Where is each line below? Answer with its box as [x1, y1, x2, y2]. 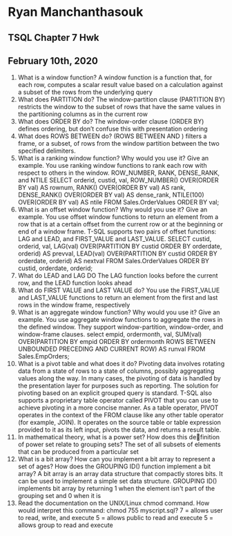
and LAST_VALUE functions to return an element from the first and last [17, 294, 218, 302]
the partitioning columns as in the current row [17, 110, 148, 118]
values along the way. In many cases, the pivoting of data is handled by [17, 374, 222, 383]
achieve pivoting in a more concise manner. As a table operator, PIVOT [17, 403, 219, 412]
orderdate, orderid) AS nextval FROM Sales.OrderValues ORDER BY [17, 257, 210, 265]
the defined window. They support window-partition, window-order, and [17, 323, 224, 332]
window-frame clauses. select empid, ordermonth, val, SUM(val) [17, 330, 202, 338]
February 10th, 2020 [8, 55, 99, 66]
